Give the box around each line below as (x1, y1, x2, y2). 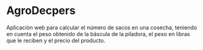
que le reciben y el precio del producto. (6, 37, 106, 44)
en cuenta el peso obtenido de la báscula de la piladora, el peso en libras (6, 30, 191, 37)
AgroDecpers (6, 4, 76, 18)
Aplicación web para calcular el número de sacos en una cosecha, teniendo (6, 24, 197, 31)
